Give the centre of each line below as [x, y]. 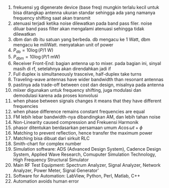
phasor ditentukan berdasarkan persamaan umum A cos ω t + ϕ [78, 128]
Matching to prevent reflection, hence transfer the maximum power [83, 133]
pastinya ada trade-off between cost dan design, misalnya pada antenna [89, 85]
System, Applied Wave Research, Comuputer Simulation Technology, [84, 154]
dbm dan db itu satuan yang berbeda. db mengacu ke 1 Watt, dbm [82, 39]
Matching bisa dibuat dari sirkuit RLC [51, 138]
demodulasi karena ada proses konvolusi [55, 95]
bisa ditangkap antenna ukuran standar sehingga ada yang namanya [84, 13]
